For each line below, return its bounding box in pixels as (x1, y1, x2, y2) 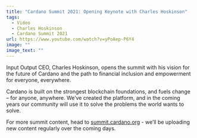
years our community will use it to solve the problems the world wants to (6, 101, 185, 108)
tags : (6, 14, 20, 20)
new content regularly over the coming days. (6, 124, 116, 131)
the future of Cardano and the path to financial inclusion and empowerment (6, 70, 192, 77)
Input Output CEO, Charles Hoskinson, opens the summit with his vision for (6, 64, 190, 71)
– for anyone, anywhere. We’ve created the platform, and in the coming (6, 94, 180, 101)
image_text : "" (6, 48, 44, 54)
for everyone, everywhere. (6, 76, 71, 83)
